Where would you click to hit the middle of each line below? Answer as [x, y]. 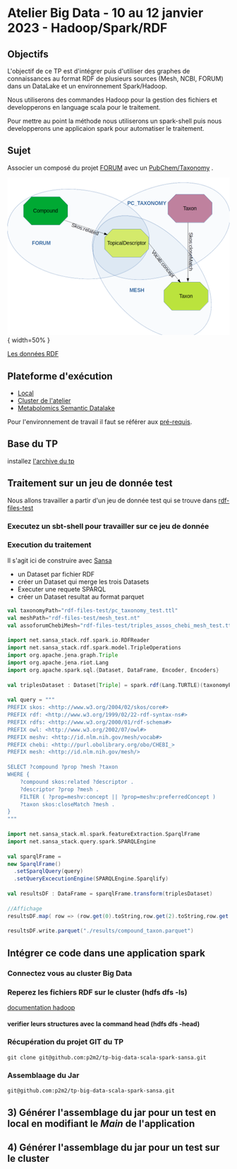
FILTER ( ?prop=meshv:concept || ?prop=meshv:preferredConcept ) [118, 797]
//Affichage [25, 909]
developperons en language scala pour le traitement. [84, 107]
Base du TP [33, 444]
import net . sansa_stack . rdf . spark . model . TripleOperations [94, 648]
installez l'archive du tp [41, 461]
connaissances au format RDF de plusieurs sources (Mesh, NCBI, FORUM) [115, 78]
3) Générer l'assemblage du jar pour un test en [112, 1112]
